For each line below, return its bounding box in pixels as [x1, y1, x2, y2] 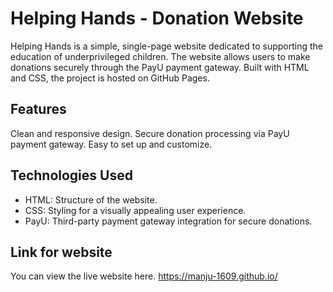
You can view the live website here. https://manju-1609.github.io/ [10, 270, 278, 282]
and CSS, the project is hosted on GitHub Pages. [10, 72, 210, 84]
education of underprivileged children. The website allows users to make [10, 50, 311, 62]
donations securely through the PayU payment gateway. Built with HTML [10, 61, 310, 73]
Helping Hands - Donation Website [10, 7, 304, 30]
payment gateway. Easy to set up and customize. [10, 138, 213, 150]
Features [10, 101, 67, 118]
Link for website [10, 243, 113, 261]
